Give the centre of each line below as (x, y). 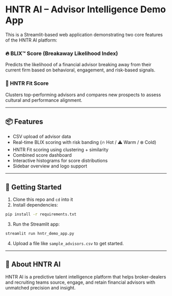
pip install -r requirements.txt (41, 214)
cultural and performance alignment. (44, 100)
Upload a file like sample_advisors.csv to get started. (68, 243)
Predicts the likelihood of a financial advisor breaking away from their (79, 65)
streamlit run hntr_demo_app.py (40, 234)
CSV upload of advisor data (42, 137)
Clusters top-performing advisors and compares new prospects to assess (83, 95)
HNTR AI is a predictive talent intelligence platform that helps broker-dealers (86, 276)
